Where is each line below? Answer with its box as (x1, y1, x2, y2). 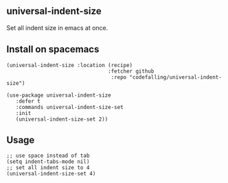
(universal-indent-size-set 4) (6, 171, 96, 178)
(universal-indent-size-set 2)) (15, 116, 109, 123)
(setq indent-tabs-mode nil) (6, 158, 90, 165)
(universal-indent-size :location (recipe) (6, 62, 133, 69)
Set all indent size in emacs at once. (6, 23, 109, 32)
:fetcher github (108, 68, 155, 75)
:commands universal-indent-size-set (15, 103, 124, 110)
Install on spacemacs (6, 44, 100, 56)
